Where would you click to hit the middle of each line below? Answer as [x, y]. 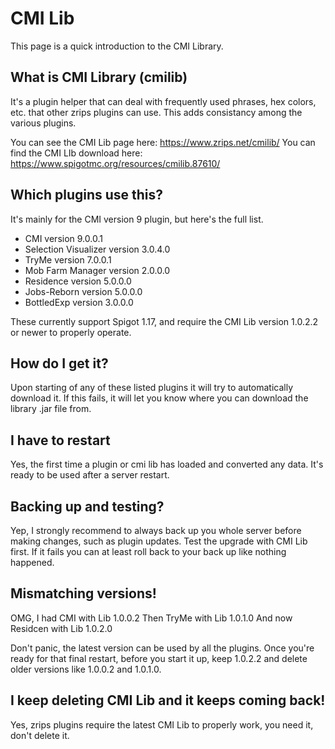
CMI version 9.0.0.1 [63, 238]
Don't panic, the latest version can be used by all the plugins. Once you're [162, 648]
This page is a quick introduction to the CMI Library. [117, 46]
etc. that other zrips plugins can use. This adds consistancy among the [156, 112]
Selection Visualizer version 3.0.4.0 [97, 249]
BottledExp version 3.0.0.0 [79, 302]
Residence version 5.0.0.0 [78, 281]
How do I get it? [59, 363]
